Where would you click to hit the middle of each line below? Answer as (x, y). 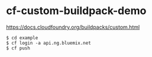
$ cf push (18, 48)
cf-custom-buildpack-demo (76, 11)
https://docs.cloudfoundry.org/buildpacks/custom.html (73, 27)
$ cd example (22, 38)
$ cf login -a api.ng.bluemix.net (49, 43)
